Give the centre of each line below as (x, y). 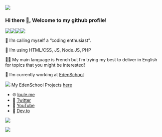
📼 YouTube (23, 106)
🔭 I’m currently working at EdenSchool (44, 75)
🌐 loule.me (24, 95)
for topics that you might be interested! (45, 65)
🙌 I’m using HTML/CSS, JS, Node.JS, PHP (48, 50)
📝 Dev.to (21, 111)
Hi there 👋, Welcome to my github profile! (56, 20)
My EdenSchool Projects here (42, 85)
